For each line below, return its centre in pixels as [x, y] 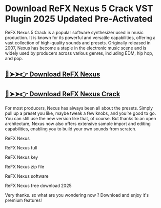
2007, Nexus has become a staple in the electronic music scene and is [76, 48]
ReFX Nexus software [27, 176]
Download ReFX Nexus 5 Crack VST [79, 9]
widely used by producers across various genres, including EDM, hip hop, [79, 53]
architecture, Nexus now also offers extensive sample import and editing [78, 124]
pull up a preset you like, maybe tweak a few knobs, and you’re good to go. [80, 113]
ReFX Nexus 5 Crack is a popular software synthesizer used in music [74, 32]
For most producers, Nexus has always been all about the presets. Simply [79, 108]
